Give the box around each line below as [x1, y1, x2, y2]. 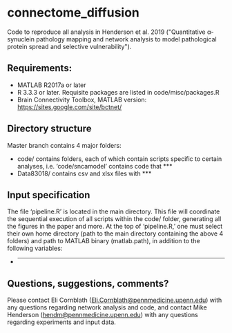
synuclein [7, 35, 35, 43]
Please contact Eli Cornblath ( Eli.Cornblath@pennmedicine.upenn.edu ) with [7, 296, 222, 305]
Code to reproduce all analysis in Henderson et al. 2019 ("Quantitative [7, 28, 206, 36]
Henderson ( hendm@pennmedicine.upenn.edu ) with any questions [7, 311, 199, 319]
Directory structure [7, 123, 92, 135]
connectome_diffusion [7, 5, 140, 21]
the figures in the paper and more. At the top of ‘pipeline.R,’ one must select [7, 222, 223, 231]
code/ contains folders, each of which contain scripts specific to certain [17, 154, 222, 163]
